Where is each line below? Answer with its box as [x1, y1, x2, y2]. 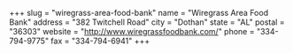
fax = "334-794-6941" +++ [50, 35, 150, 46]
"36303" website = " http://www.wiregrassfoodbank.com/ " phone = [9, 26, 255, 36]
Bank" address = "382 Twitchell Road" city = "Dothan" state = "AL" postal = [9, 17, 285, 27]
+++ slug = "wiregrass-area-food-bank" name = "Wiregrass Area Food [9, 8, 268, 18]
